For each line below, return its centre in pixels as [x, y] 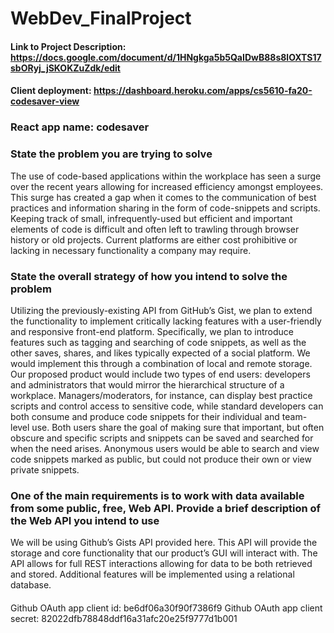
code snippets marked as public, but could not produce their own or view [161, 459]
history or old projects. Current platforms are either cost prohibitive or [154, 239]
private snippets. [45, 469]
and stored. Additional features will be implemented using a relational [152, 574]
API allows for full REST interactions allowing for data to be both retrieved [161, 564]
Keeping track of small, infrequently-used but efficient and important [151, 218]
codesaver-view [45, 101]
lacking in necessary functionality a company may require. [131, 250]
